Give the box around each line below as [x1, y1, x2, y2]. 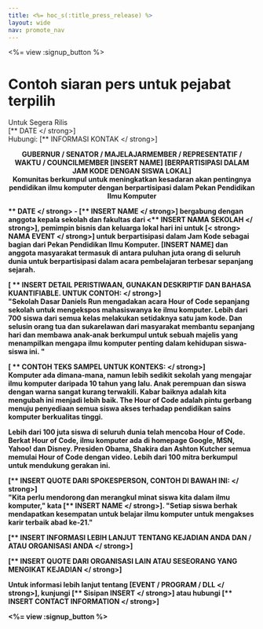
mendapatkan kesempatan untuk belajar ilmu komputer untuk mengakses [8, 510, 254, 519]
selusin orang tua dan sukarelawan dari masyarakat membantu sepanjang [8, 322, 255, 331]
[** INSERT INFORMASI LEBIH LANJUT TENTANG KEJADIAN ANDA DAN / [8, 533, 252, 543]
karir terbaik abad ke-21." [8, 517, 93, 527]
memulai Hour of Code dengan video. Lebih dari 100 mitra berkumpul [8, 452, 238, 462]
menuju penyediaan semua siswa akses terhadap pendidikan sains [8, 404, 232, 413]
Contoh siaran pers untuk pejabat [8, 75, 232, 93]
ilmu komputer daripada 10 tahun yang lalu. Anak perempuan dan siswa [8, 378, 247, 389]
